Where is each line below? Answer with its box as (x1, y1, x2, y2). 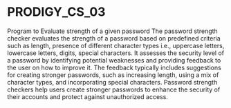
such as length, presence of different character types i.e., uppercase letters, (7, 41, 225, 50)
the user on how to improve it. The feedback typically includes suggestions (7, 63, 221, 72)
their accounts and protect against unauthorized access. (7, 92, 168, 100)
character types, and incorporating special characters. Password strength (7, 78, 218, 86)
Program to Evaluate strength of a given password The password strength (7, 27, 218, 35)
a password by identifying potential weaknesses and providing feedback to (7, 56, 221, 64)
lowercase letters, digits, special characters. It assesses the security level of (7, 49, 225, 57)
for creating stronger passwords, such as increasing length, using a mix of (7, 70, 219, 79)
